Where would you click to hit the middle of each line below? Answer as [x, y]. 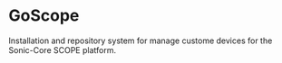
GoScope [44, 16]
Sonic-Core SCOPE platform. [63, 49]
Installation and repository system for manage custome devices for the [141, 40]
